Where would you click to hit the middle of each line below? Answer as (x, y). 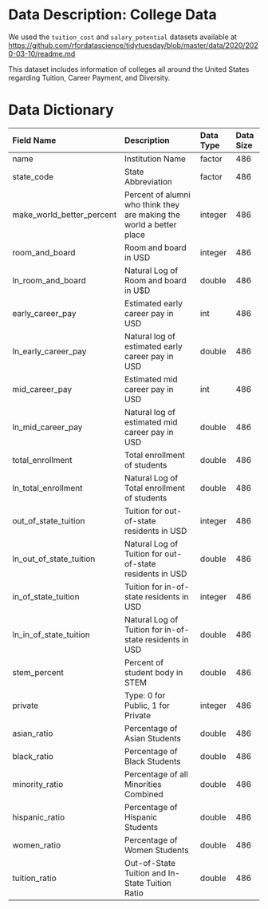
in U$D (137, 290)
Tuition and (145, 873)
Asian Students (153, 738)
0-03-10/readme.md (42, 53)
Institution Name (155, 159)
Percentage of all (156, 774)
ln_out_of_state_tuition (54, 559)
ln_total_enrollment (47, 488)
